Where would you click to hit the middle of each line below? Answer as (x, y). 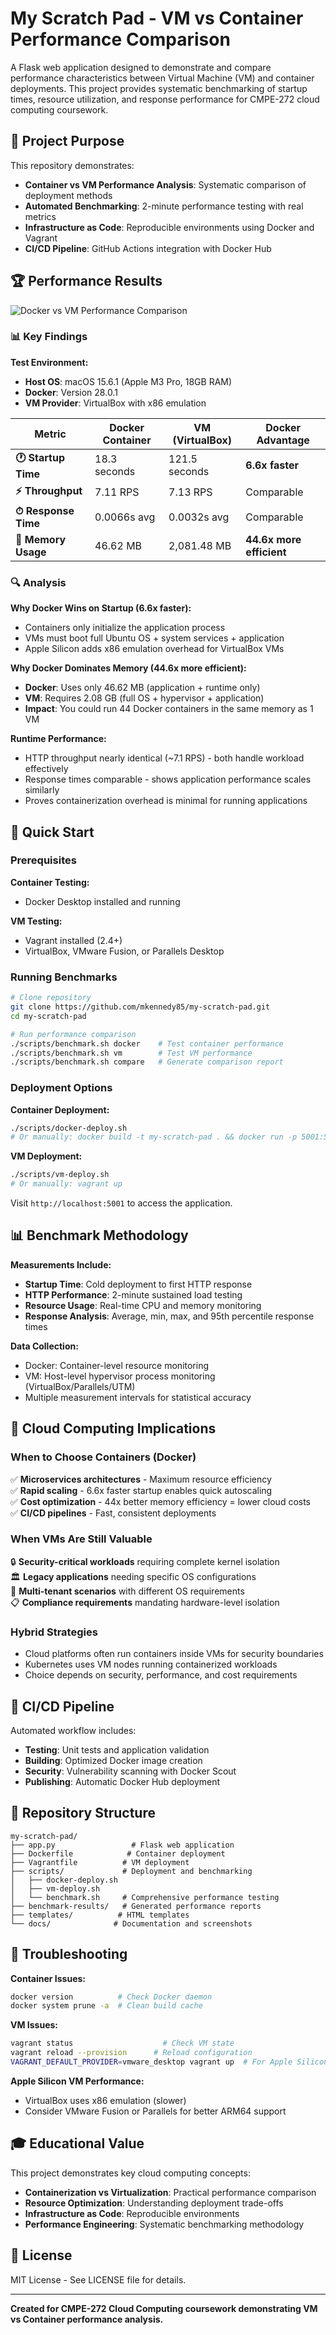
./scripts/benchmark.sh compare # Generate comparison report (147, 1062)
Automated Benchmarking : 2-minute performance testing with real (164, 206)
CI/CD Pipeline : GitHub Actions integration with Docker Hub (148, 248)
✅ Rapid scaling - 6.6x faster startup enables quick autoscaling (141, 1490)
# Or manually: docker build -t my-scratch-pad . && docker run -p (154, 1137)
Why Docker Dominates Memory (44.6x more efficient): (128, 668)
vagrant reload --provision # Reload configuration (131, 2053)
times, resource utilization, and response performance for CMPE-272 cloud (165, 99)
